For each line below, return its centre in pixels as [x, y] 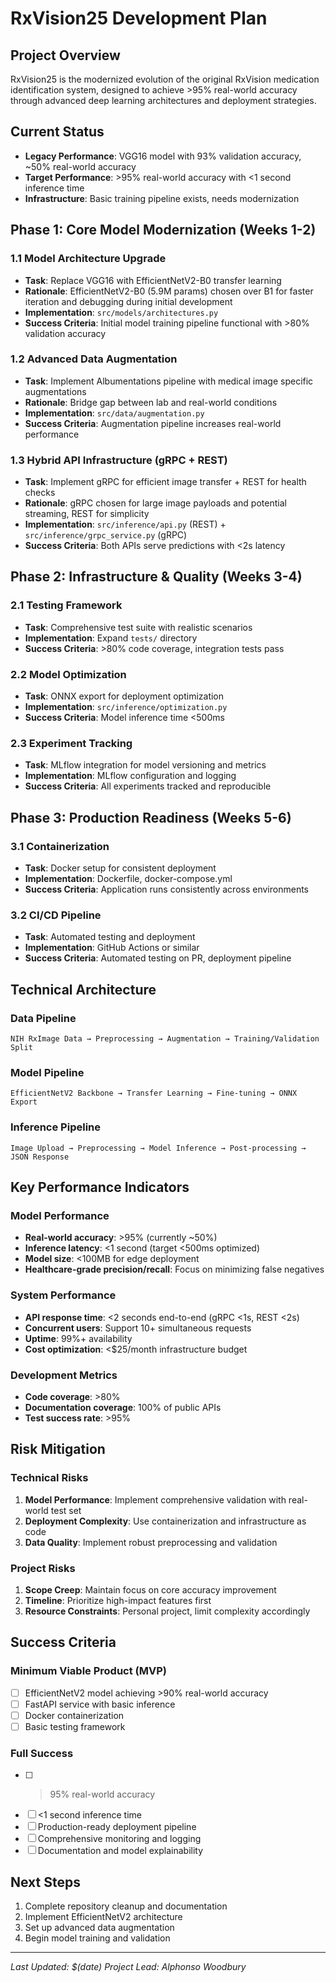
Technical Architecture [83, 989]
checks [40, 493]
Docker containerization [74, 1715]
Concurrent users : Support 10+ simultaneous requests [138, 1328]
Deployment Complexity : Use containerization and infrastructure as [165, 1521]
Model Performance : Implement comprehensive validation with [155, 1499]
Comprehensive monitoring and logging [119, 1839]
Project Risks [43, 1568]
